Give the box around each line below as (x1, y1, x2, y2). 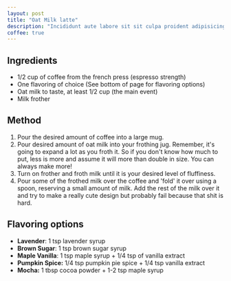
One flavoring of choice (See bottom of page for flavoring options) (16, 80, 206, 89)
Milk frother (16, 95, 50, 103)
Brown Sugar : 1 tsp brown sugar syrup (16, 244, 127, 252)
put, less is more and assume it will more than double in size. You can (16, 155, 214, 163)
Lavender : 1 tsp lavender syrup (16, 236, 106, 245)
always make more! (16, 162, 72, 170)
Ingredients (7, 54, 58, 66)
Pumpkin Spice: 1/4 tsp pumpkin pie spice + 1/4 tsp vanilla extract (16, 258, 205, 267)
